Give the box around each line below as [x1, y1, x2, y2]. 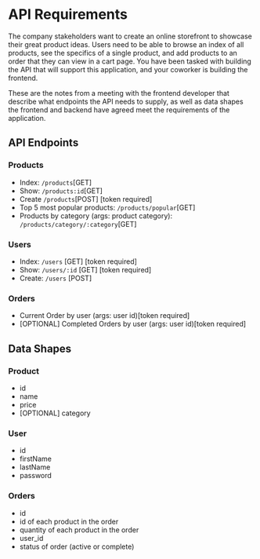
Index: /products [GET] [19, 177, 92, 187]
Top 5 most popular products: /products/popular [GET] [19, 203, 196, 212]
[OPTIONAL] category [19, 408, 92, 418]
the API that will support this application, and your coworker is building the [8, 64, 248, 74]
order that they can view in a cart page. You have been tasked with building [8, 57, 252, 66]
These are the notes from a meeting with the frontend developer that [8, 88, 229, 97]
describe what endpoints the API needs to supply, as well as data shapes [8, 97, 244, 106]
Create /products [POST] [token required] [19, 194, 153, 203]
